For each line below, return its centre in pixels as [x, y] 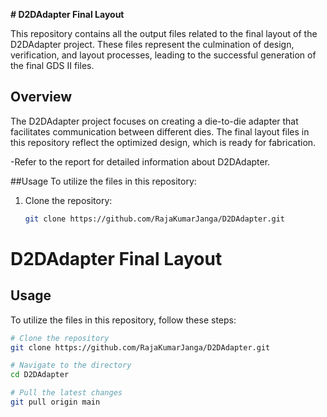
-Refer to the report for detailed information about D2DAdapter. [140, 161]
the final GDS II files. [52, 65]
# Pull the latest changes [66, 393]
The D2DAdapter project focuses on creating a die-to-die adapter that [154, 121]
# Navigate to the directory [71, 365]
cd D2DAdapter [40, 375]
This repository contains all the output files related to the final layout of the [164, 33]
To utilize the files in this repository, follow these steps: [123, 320]
